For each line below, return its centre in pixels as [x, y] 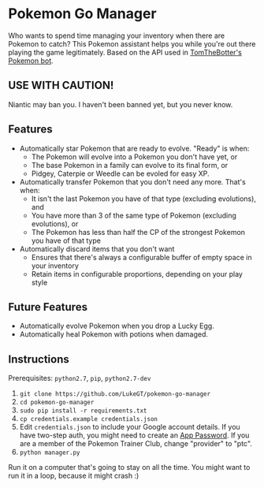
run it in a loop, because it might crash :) [74, 476]
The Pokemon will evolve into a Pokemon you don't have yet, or [134, 156]
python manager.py [50, 453]
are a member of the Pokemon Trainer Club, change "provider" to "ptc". [136, 444]
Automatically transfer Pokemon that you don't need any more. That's [132, 181]
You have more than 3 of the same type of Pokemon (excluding [134, 215]
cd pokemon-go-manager [57, 403]
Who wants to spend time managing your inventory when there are [117, 35]
